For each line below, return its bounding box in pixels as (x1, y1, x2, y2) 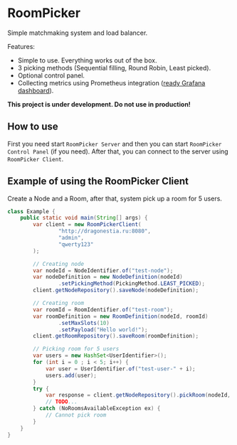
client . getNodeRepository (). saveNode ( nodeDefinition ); (33, 286, 199, 294)
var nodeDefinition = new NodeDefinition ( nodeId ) (33, 274, 183, 281)
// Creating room (33, 300, 84, 307)
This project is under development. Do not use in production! (7, 100, 191, 108)
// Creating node (33, 260, 84, 267)
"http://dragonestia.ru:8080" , (58, 227, 152, 235)
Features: (7, 42, 36, 50)
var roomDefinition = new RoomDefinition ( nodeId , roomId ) (33, 313, 209, 320)
